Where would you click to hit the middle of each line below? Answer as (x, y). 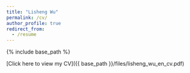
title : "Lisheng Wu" (33, 12)
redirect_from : (26, 29)
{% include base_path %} (38, 52)
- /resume (24, 35)
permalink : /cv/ (27, 18)
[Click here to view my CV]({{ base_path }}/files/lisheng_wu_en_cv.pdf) (95, 64)
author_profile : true (34, 23)
